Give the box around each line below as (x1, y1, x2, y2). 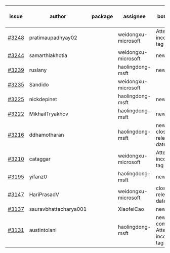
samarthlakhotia (29, 52, 67, 59)
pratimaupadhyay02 (29, 34, 77, 41)
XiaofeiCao (118, 206, 144, 212)
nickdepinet (29, 96, 57, 103)
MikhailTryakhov (29, 110, 69, 117)
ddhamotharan (29, 132, 64, 138)
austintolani (29, 227, 57, 233)
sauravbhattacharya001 (29, 206, 87, 212)
